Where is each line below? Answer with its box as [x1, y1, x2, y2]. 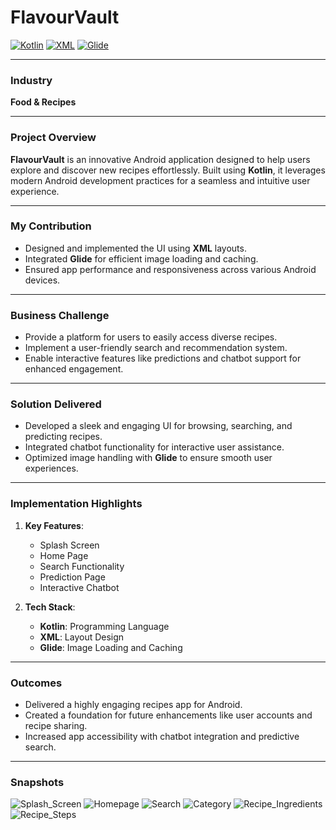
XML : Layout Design [39, 631, 125, 643]
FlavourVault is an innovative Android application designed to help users [10, 153, 311, 165]
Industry [10, 73, 53, 87]
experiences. [24, 462, 79, 475]
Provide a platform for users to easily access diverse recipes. [24, 331, 278, 343]
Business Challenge [10, 308, 110, 322]
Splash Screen [39, 539, 100, 551]
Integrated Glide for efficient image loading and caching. [24, 252, 259, 265]
